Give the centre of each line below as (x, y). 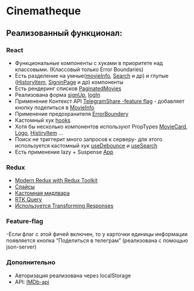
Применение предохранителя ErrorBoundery (72, 114)
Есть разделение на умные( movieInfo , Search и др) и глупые (92, 75)
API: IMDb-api (32, 281)
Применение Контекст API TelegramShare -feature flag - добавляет (99, 101)
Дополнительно (31, 262)
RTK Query (28, 200)
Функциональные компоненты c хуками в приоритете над (89, 63)
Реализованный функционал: (64, 33)
